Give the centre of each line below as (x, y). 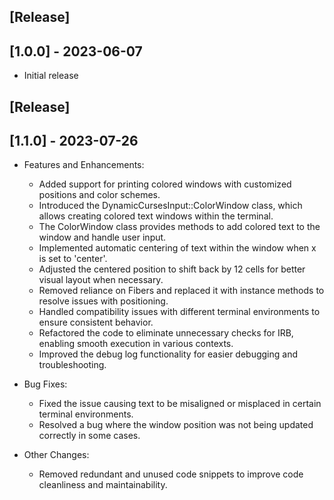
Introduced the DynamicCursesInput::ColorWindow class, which (170, 206)
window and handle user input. (102, 237)
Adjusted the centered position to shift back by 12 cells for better (172, 269)
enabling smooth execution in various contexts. (136, 344)
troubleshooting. (72, 365)
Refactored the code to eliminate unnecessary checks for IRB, (166, 333)
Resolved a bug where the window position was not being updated (176, 425)
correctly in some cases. (89, 436)
